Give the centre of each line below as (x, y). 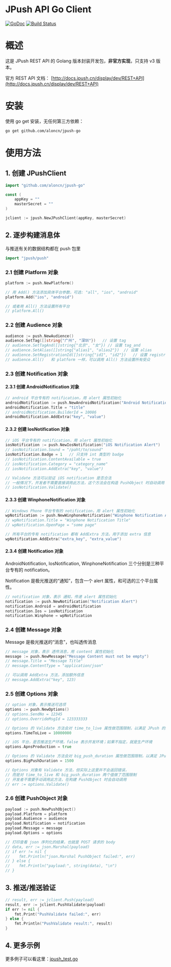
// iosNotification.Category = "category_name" (57, 464)
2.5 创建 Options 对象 (32, 694)
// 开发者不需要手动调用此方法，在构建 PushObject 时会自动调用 (66, 780)
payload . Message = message (34, 828)
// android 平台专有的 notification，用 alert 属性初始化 (63, 398)
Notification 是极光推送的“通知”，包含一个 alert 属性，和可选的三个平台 (79, 581)
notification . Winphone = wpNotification (49, 616)
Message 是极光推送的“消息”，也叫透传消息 (51, 642)
